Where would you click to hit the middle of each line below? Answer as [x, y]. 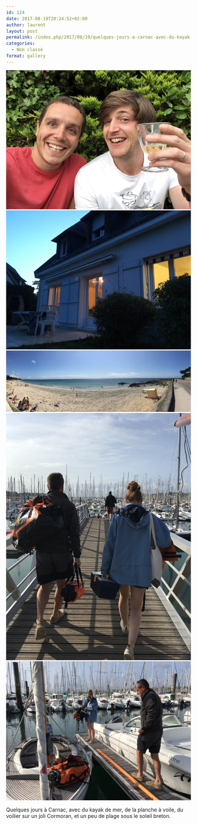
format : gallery [26, 56]
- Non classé [27, 50]
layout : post [22, 31]
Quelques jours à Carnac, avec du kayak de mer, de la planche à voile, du [95, 810]
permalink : [19, 37]
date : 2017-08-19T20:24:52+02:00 [47, 19]
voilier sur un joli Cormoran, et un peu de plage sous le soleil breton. [89, 816]
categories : [21, 44]
